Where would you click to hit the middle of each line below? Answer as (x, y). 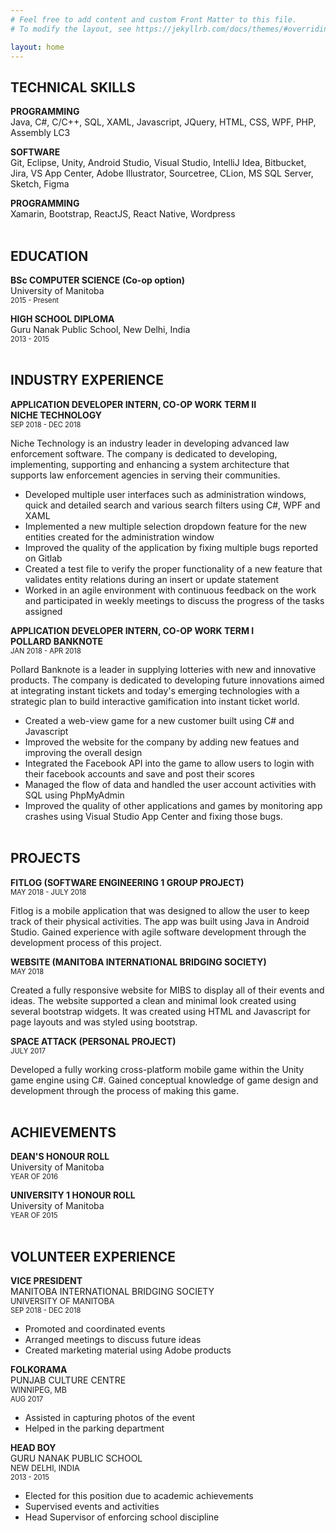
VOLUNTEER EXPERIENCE (93, 1256)
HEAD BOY (33, 1448)
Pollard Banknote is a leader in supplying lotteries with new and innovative (163, 669)
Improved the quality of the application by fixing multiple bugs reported (171, 547)
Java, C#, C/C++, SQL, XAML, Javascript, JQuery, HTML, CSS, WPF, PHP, (163, 122)
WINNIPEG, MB (38, 1390)
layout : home (37, 47)
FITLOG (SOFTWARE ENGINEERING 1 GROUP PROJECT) (127, 882)
